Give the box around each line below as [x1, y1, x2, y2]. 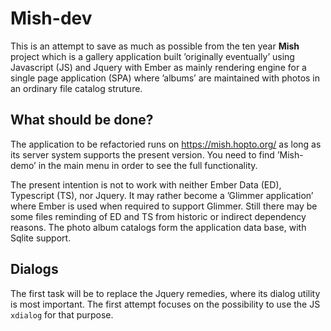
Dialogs [10, 261, 59, 278]
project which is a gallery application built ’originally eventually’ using [10, 50, 295, 62]
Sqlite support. [10, 232, 72, 244]
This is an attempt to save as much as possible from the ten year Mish [10, 40, 300, 52]
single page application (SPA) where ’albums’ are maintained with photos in [10, 72, 321, 84]
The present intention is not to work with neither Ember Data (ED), [10, 178, 282, 191]
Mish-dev [10, 7, 93, 30]
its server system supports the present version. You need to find [10, 148, 275, 161]
